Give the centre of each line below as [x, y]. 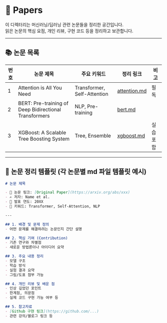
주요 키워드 [93, 74]
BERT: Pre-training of [43, 103]
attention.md [132, 91]
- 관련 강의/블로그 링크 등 [29, 316]
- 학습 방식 [15, 265]
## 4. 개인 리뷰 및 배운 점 [30, 284]
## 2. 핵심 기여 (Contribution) [37, 238]
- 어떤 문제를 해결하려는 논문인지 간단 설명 [44, 229]
